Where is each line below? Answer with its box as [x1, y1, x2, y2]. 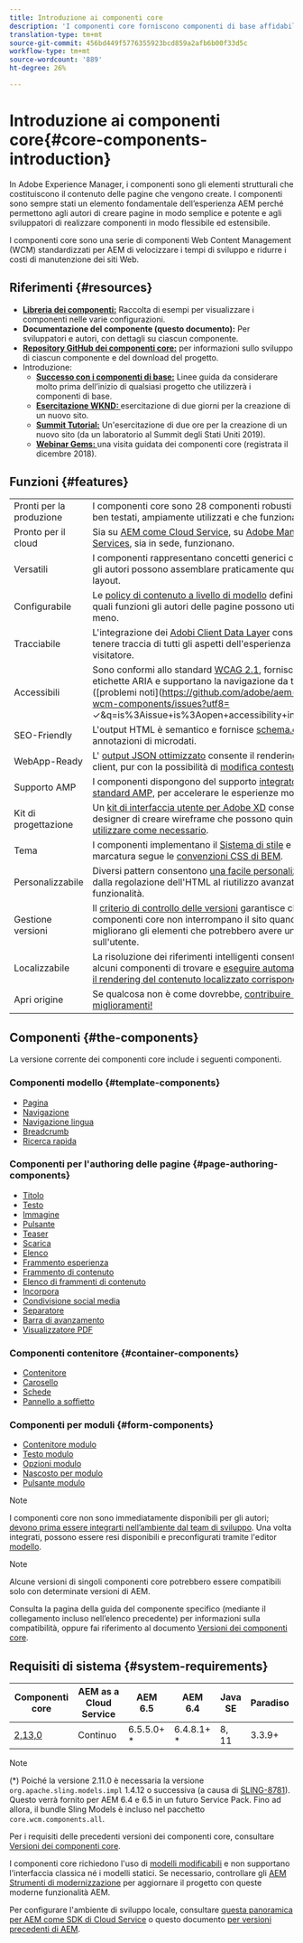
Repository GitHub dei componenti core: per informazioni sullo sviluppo [22, 343, 293, 353]
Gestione [14, 914, 52, 926]
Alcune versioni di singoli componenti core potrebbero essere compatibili [9, 1576, 281, 1587]
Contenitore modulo [22, 1439, 97, 1450]
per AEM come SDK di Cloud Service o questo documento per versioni [9, 1914, 272, 1925]
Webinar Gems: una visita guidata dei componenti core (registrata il [35, 438, 289, 449]
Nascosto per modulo [22, 1468, 104, 1478]
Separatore [22, 1305, 65, 1316]
